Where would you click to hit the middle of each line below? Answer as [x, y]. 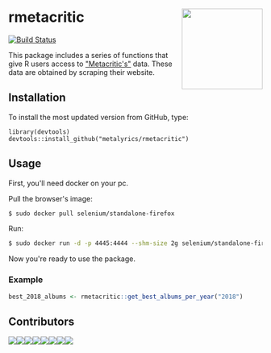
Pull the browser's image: [50, 198]
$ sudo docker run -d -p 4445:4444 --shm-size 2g [94, 243]
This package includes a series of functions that [88, 55]
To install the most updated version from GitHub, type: [98, 117]
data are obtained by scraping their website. [82, 72]
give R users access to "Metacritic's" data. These [90, 64]
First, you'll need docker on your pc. [69, 183]
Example [26, 280]
